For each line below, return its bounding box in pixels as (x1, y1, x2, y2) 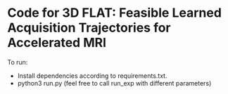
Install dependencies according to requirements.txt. (17, 72, 167, 80)
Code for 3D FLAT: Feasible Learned (7, 5, 222, 21)
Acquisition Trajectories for (7, 20, 171, 36)
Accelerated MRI (7, 35, 107, 51)
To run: (7, 58, 28, 66)
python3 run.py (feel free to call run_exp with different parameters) (17, 79, 212, 87)
